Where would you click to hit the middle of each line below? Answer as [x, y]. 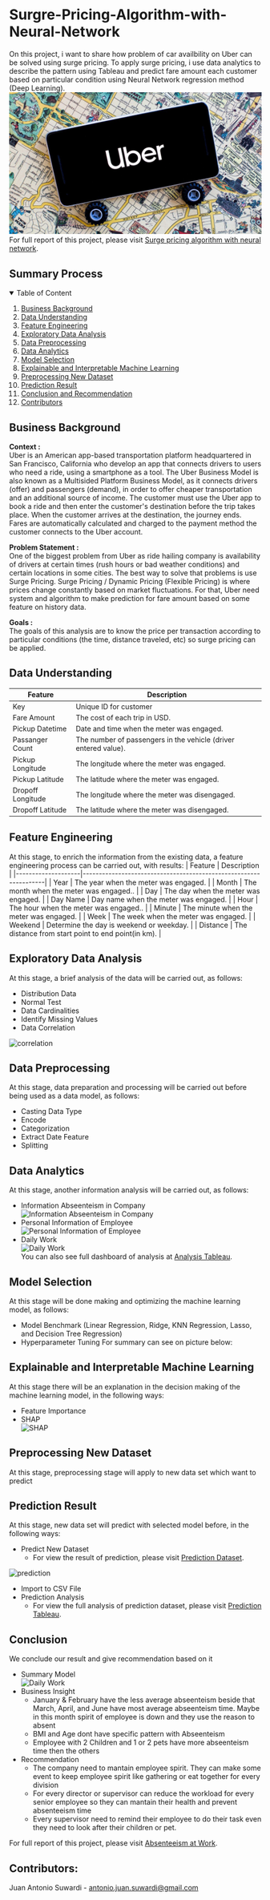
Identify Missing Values [59, 1019]
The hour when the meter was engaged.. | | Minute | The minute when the [131, 908]
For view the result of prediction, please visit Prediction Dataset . [138, 1558]
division [46, 1785]
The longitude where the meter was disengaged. [155, 794]
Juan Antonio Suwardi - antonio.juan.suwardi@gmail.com [104, 1888]
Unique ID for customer [114, 706]
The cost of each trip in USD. [123, 717]
